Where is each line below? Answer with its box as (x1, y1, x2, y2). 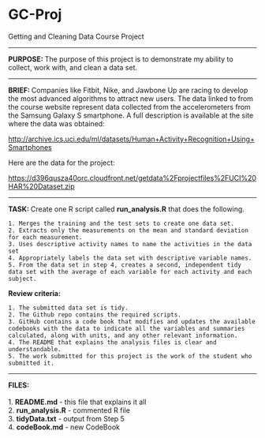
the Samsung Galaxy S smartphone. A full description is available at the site (8, 110, 254, 120)
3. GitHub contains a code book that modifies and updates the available (8, 317, 256, 325)
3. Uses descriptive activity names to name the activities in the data (8, 240, 252, 248)
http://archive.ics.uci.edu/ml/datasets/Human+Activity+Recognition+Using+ (8, 134, 255, 144)
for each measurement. (8, 233, 83, 241)
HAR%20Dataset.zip (8, 182, 75, 191)
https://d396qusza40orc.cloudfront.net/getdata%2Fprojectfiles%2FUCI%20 (8, 173, 257, 182)
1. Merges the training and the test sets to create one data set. (8, 219, 235, 227)
